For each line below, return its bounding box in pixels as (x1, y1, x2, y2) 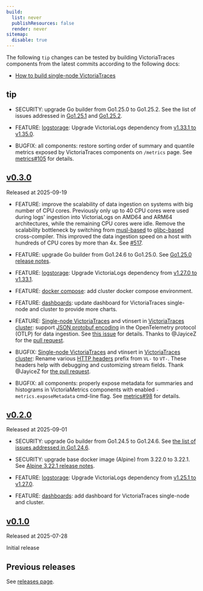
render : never (12, 25, 47, 32)
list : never (12, 15, 42, 21)
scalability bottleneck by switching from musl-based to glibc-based (15, 226, 184, 234)
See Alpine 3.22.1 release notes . (15, 462, 95, 470)
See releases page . (6, 578, 55, 586)
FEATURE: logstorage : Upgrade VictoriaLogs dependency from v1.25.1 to (15, 474, 196, 481)
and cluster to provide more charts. (29, 305, 118, 312)
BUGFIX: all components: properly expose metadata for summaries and (15, 379, 193, 387)
